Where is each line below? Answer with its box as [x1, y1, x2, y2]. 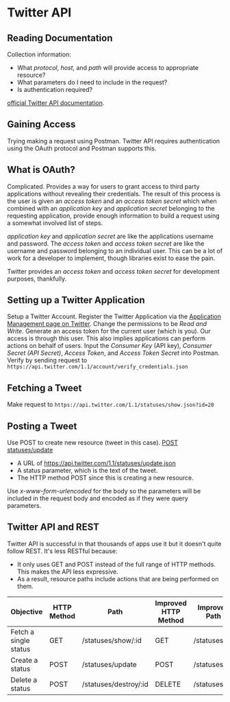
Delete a [10, 675, 38, 684]
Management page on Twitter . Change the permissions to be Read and [7, 320, 207, 328]
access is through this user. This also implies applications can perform [7, 334, 206, 342]
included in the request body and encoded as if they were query [7, 494, 188, 502]
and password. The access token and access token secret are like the [7, 239, 205, 248]
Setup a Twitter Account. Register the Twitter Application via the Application [7, 312, 221, 320]
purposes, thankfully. [7, 274, 67, 283]
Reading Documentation [7, 32, 113, 44]
